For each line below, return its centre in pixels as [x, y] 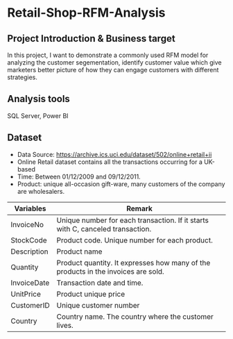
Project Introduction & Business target [91, 39]
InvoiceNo [27, 224]
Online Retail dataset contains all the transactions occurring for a [110, 162]
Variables [30, 208]
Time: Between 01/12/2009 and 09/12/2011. [79, 176]
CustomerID [30, 305]
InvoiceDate [30, 283]
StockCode [29, 240]
